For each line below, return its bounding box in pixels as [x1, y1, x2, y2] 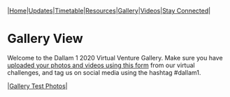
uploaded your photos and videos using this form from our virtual [7, 61, 195, 69]
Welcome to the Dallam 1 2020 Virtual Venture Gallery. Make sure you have [7, 53, 223, 62]
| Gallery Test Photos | [7, 82, 68, 90]
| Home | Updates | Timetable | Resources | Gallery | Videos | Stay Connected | [7, 7, 211, 15]
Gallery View [7, 31, 84, 46]
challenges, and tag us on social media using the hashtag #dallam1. [7, 68, 201, 76]
